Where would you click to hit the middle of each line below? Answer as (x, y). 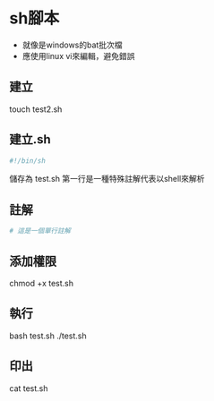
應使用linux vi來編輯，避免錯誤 (78, 55)
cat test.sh (29, 388)
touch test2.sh (36, 109)
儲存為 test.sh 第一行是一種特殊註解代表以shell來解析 (107, 179)
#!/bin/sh (28, 161)
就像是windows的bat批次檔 (72, 45)
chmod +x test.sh (42, 283)
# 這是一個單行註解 (40, 231)
